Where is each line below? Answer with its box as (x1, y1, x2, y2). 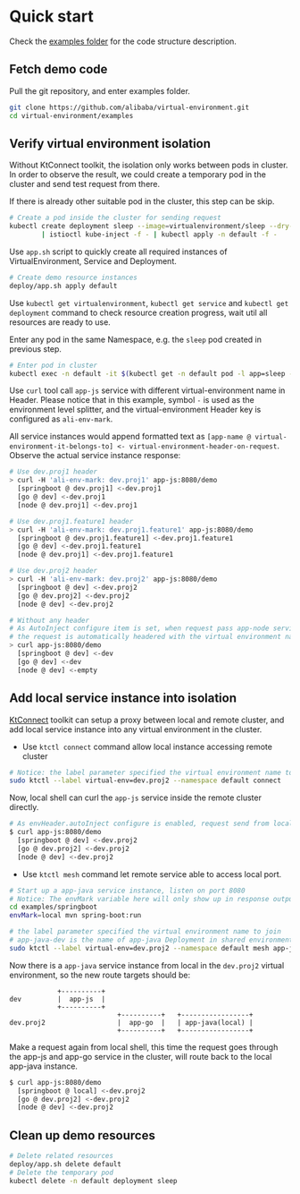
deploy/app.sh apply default (9, 281, 118, 290)
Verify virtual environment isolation (9, 136, 212, 151)
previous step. (9, 343, 62, 354)
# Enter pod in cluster (9, 361, 98, 370)
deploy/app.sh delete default (9, 1159, 122, 1169)
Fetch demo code (9, 62, 108, 77)
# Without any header (9, 616, 90, 625)
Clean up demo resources (9, 1128, 156, 1143)
